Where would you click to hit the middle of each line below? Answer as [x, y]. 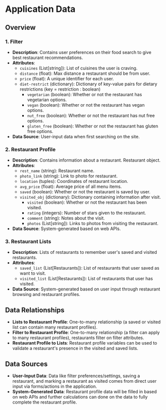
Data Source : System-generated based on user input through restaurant [86, 289]
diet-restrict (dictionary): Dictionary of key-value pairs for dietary [88, 84]
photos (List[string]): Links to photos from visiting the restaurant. [93, 224]
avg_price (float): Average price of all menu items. [71, 186]
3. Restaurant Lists [28, 241]
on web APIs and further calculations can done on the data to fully [80, 397]
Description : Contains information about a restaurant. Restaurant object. [86, 160]
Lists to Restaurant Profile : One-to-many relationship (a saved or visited [86, 322]
